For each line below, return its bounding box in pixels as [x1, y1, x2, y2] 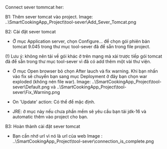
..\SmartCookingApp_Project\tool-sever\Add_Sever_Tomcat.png [5, 19, 136, 25]
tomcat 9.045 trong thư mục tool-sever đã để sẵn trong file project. [12, 44, 151, 49]
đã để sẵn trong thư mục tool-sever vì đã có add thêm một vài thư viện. [5, 59, 151, 64]
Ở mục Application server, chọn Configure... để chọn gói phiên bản [12, 38, 150, 44]
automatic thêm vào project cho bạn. [12, 114, 88, 120]
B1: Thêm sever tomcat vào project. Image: [5, 14, 93, 19]
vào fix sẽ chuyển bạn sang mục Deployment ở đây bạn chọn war [12, 74, 148, 79]
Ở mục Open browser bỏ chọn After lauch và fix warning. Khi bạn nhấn [12, 68, 158, 74]
